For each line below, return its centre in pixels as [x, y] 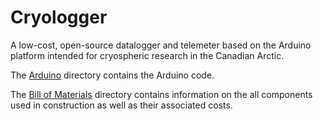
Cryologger [59, 17]
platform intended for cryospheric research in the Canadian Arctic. [147, 55]
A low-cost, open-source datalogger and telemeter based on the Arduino [161, 45]
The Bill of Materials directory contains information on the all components [161, 94]
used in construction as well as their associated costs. [121, 105]
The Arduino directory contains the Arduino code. [112, 75]
